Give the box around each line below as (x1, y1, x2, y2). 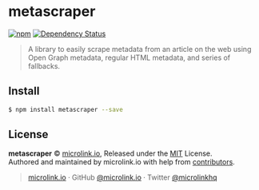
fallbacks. (27, 61, 61, 70)
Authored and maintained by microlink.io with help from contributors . (8, 157, 236, 167)
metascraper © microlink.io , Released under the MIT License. (8, 148, 213, 158)
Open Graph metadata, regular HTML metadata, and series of (27, 53, 231, 62)
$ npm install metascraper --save (8, 105, 124, 113)
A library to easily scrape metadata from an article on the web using (27, 44, 252, 53)
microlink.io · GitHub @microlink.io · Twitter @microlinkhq (27, 172, 217, 182)
